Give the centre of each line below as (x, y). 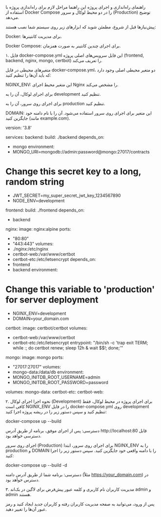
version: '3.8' (19, 128)
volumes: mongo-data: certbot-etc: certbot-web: (55, 392)
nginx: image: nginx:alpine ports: (38, 229)
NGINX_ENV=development (39, 313)
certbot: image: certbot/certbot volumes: (47, 328)
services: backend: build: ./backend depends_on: (55, 137)
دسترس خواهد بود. (22, 480)
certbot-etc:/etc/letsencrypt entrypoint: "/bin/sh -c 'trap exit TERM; (80, 343)
